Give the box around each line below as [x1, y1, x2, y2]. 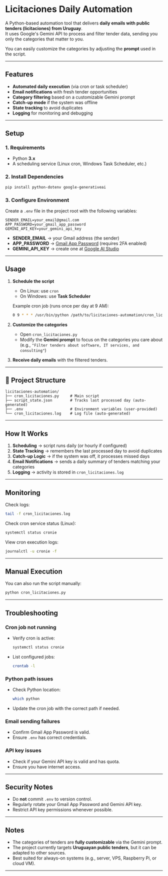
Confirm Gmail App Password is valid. [12, 729, 90, 735]
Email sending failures [5, 717, 60, 724]
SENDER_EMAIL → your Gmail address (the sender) [12, 235, 119, 241]
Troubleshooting [5, 608, 58, 617]
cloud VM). [12, 860, 35, 866]
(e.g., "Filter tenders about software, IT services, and [19, 341, 139, 348]
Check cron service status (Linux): [5, 520, 76, 526]
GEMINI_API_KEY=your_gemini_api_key [5, 226, 81, 231]
